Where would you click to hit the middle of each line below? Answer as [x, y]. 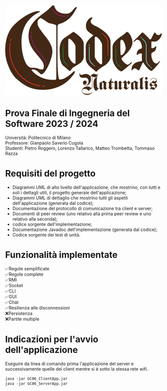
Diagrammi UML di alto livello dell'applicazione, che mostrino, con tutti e [86, 187]
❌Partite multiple [22, 319]
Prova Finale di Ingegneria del [68, 114]
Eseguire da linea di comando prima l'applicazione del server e [70, 364]
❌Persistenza [19, 313]
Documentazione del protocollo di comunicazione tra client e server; [83, 208]
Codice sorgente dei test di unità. [46, 235]
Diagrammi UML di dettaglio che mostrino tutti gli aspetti [70, 198]
